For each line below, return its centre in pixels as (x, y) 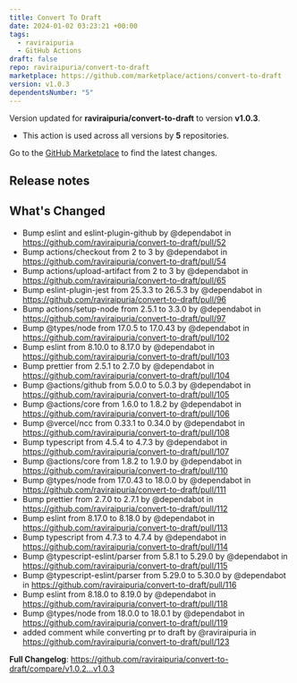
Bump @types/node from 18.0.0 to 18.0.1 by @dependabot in (133, 613)
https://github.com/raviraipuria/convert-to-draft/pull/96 (124, 299)
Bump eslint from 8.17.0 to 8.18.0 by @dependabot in (118, 518)
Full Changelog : (39, 659)
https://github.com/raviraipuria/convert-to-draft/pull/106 (126, 414)
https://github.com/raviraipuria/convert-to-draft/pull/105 (126, 394)
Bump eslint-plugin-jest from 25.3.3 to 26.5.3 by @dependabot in (142, 290)
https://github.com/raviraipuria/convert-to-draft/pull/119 (125, 622)
